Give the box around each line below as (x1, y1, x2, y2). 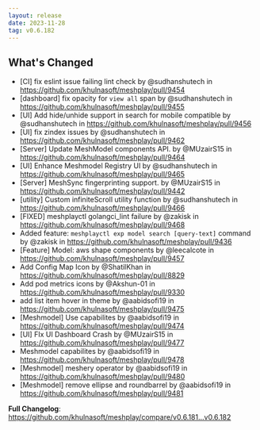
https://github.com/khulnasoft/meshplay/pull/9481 (19, 389, 184, 398)
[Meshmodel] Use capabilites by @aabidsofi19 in (19, 313, 180, 322)
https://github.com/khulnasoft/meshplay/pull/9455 (19, 102, 185, 112)
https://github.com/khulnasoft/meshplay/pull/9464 (19, 152, 185, 163)
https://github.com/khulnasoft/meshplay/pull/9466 (19, 203, 185, 213)
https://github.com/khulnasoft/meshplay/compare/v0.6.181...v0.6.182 (8, 413, 231, 422)
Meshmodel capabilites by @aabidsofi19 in (19, 347, 160, 356)
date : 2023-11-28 (8, 19, 66, 27)
